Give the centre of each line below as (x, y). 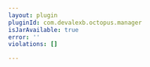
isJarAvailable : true (44, 30)
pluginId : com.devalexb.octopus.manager (75, 23)
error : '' (24, 37)
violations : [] (33, 44)
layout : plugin (33, 15)
